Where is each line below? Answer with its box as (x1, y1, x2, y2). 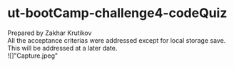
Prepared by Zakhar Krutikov (7, 29, 92, 37)
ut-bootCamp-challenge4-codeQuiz (7, 5, 228, 21)
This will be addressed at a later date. (7, 43, 118, 52)
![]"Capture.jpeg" (7, 51, 58, 60)
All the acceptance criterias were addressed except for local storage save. (7, 36, 226, 44)
